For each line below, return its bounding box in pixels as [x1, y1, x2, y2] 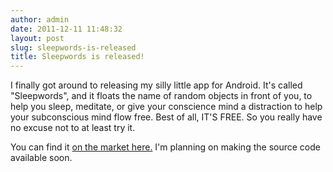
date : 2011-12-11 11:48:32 [10, 24, 123, 34]
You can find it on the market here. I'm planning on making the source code [10, 141, 321, 153]
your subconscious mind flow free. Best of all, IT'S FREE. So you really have [10, 111, 323, 123]
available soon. [10, 152, 73, 164]
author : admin [10, 14, 70, 25]
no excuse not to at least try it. [10, 122, 136, 134]
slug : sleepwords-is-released [10, 42, 137, 53]
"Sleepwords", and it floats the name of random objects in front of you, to [10, 90, 313, 102]
